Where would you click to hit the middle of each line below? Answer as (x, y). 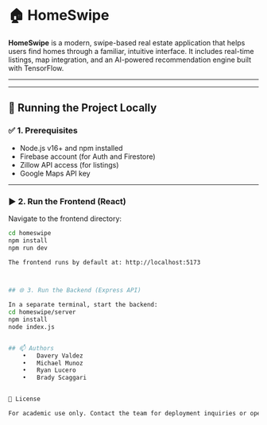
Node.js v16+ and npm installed (71, 148)
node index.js (32, 326)
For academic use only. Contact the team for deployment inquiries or (128, 414)
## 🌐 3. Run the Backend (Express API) (75, 291)
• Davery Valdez (53, 355)
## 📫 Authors (31, 348)
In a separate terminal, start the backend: (83, 305)
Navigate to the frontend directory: (65, 218)
